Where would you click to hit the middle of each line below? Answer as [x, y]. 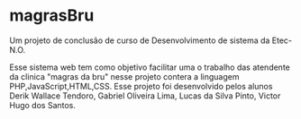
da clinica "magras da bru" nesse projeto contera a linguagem [124, 76]
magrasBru [52, 16]
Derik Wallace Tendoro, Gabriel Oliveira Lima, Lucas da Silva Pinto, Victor [145, 96]
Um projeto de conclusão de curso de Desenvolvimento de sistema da [140, 40]
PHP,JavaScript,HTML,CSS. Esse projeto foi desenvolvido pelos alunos [141, 86]
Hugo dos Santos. [43, 105]
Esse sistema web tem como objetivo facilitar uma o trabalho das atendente [150, 67]
